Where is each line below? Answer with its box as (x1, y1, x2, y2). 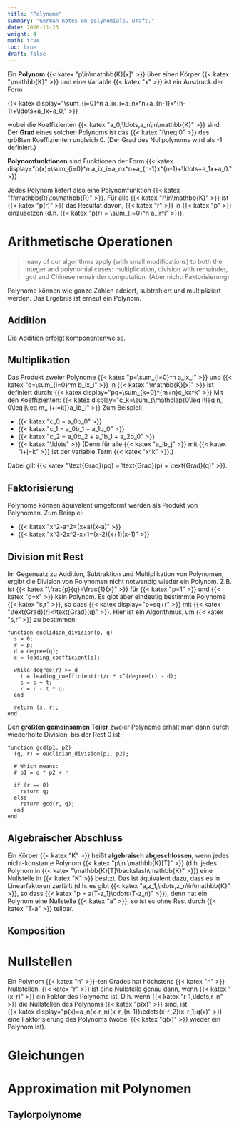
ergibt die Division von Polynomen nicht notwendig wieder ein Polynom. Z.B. (7, 578, 232, 586)
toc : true (7, 44, 37, 51)
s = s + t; (20, 679, 53, 686)
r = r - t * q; (20, 685, 66, 693)
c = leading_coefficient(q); (14, 654, 101, 661)
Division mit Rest (7, 550, 84, 563)
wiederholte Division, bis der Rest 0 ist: (7, 730, 123, 739)
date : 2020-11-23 (7, 24, 59, 31)
